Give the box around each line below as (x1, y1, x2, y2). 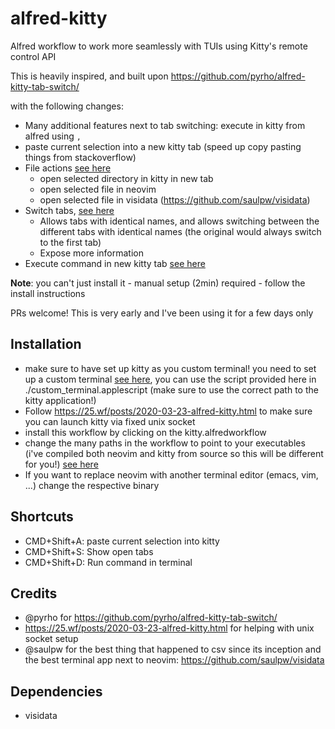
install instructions (10, 287, 86, 299)
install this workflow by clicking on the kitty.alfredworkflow (24, 426, 267, 438)
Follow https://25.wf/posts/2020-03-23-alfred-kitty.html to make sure (24, 405, 313, 417)
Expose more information (39, 247, 144, 259)
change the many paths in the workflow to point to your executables (24, 437, 306, 449)
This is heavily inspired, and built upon (10, 70, 169, 82)
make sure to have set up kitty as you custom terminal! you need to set (24, 362, 317, 374)
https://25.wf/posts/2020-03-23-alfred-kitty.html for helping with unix (24, 622, 315, 634)
